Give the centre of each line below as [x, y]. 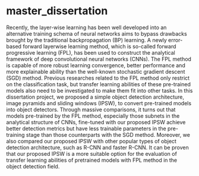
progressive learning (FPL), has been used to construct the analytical [91, 52]
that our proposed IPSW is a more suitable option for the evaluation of [91, 153]
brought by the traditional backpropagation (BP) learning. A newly [87, 40]
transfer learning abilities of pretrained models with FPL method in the [92, 160]
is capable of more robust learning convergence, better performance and [96, 65]
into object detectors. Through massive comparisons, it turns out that [91, 109]
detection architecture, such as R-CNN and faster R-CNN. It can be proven [97, 147]
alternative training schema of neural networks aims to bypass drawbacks [97, 33]
